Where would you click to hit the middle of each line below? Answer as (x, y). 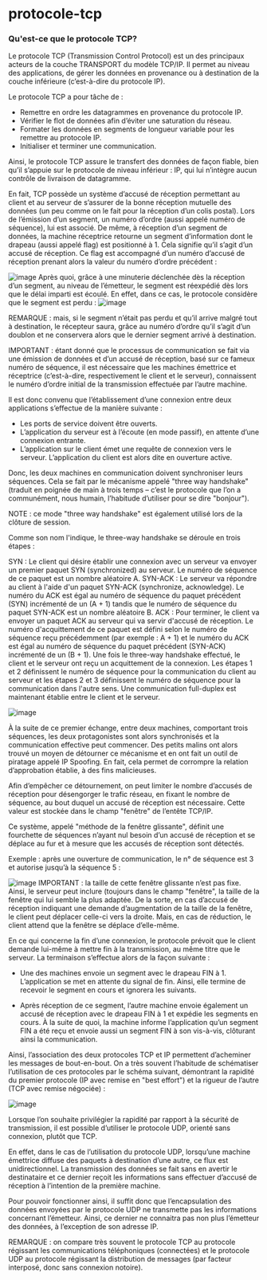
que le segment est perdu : (53, 303)
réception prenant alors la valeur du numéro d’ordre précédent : (113, 262)
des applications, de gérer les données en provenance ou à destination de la (134, 73)
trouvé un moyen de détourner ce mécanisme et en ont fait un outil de (123, 753)
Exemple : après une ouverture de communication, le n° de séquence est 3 (131, 859)
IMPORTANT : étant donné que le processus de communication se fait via (129, 351)
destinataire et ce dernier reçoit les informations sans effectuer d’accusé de (133, 1177)
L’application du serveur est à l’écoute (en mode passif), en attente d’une (139, 432)
